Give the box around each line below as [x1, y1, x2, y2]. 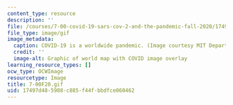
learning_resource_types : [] [7, 61, 92, 68]
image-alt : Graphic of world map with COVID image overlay [13, 55, 188, 62]
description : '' [7, 17, 54, 23]
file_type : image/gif [7, 29, 70, 37]
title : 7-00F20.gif [7, 81, 64, 88]
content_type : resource [7, 10, 76, 17]
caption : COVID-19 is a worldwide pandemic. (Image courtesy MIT [13, 42, 207, 49]
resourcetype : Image [7, 74, 67, 82]
